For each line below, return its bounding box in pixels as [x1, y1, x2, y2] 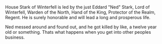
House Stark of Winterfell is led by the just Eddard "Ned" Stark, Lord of [5, 4, 150, 10]
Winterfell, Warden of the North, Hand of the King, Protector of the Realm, [5, 9, 156, 15]
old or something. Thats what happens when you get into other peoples [5, 29, 151, 35]
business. [5, 34, 25, 40]
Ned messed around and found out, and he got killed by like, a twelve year [5, 24, 157, 30]
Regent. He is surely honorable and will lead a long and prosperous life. [5, 15, 151, 20]
